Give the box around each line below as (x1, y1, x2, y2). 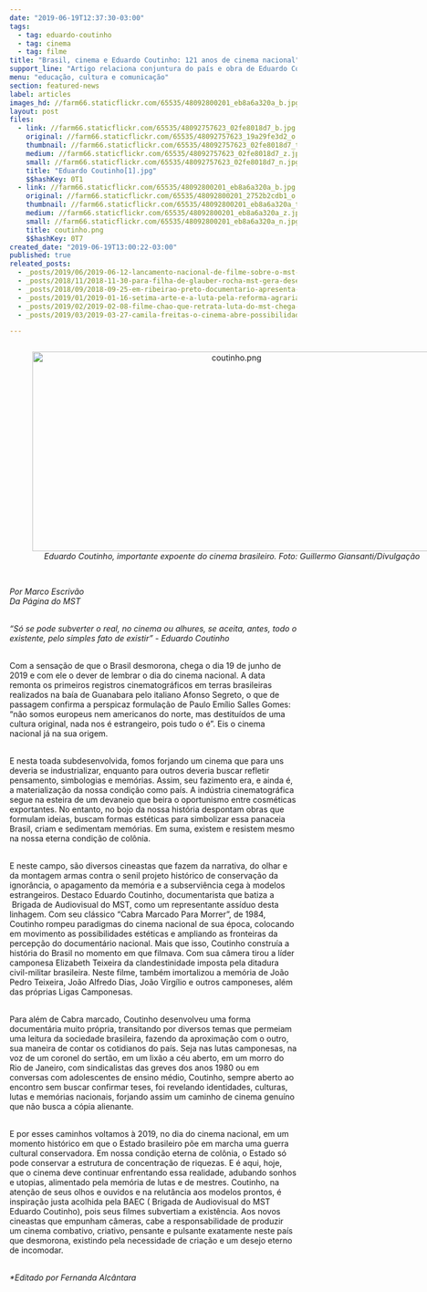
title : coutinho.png (26, 225, 104, 234)
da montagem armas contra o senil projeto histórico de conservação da (9, 870, 278, 881)
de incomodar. (9, 1245, 64, 1256)
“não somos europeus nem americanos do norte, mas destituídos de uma (9, 709, 286, 720)
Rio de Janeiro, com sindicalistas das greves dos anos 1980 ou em (9, 1062, 260, 1073)
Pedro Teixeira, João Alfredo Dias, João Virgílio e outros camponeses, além (9, 977, 294, 988)
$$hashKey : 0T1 (26, 174, 84, 183)
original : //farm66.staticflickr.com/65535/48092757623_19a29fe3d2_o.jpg (26, 132, 312, 141)
